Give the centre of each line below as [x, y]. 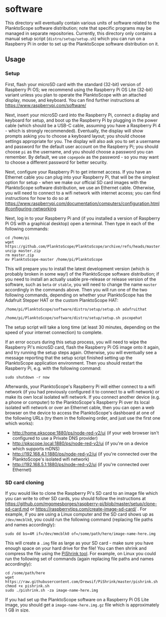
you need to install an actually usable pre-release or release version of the [81, 279]
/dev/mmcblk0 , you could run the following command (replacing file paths [79, 519]
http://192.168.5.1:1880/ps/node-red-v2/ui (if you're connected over [81, 464]
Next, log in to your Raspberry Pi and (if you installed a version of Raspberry [83, 218]
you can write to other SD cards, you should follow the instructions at [76, 498]
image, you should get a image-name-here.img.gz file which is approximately [82, 605]
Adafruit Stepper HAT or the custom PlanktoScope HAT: [62, 300]
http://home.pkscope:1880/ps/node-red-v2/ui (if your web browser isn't [85, 433]
